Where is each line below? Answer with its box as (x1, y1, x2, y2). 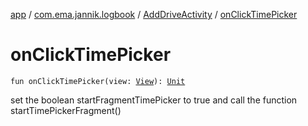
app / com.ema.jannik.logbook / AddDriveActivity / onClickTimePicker (10, 9, 298, 20)
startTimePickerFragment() (10, 104, 122, 116)
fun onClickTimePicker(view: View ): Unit (10, 76, 186, 86)
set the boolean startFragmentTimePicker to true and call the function (10, 94, 298, 106)
